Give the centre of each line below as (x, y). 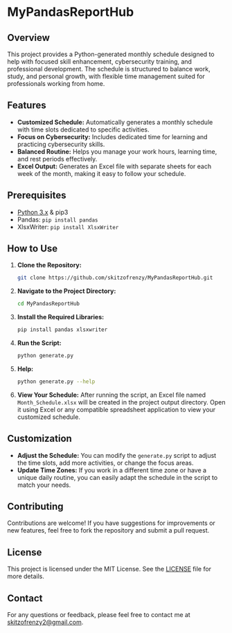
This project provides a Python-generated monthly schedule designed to (111, 54)
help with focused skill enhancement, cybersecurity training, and (100, 62)
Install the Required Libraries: (61, 317)
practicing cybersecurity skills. (61, 144)
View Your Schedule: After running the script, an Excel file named (111, 395)
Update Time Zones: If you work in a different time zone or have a (111, 470)
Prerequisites (37, 196)
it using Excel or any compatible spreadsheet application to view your (116, 409)
